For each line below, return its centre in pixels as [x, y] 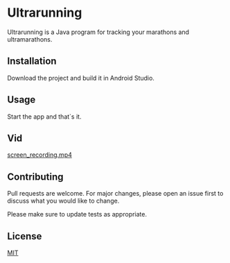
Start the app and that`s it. [44, 117]
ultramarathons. [30, 39]
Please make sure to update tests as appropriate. [77, 214]
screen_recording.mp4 [40, 155]
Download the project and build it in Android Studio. [81, 78]
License [25, 236]
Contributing [35, 177]
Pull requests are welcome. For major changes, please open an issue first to [115, 194]
